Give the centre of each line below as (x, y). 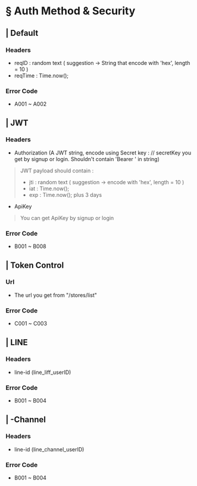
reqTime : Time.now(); (41, 75)
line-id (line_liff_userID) (43, 372)
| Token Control (35, 265)
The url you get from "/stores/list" (56, 295)
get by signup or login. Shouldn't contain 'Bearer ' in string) (87, 159)
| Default (22, 33)
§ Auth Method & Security (71, 11)
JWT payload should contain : (57, 171)
